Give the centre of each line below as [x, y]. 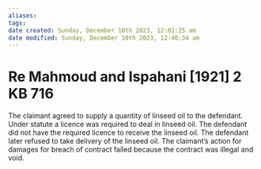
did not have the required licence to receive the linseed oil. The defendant [129, 133]
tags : [17, 23]
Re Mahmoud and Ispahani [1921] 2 [125, 77]
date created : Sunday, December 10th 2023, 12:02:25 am [102, 30]
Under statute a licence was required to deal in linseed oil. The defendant [128, 125]
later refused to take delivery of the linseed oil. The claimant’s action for [125, 141]
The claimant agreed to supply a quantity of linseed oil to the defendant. [126, 116]
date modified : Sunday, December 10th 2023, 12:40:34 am [104, 38]
